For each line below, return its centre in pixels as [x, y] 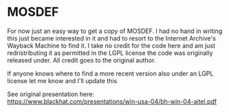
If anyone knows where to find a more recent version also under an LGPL [110, 74]
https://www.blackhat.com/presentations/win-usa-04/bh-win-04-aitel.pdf [112, 101]
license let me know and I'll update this [62, 80]
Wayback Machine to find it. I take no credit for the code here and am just [111, 45]
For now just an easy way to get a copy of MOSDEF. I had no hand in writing [115, 31]
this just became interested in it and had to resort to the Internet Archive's [112, 38]
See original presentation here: [51, 94]
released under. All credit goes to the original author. [81, 60]
